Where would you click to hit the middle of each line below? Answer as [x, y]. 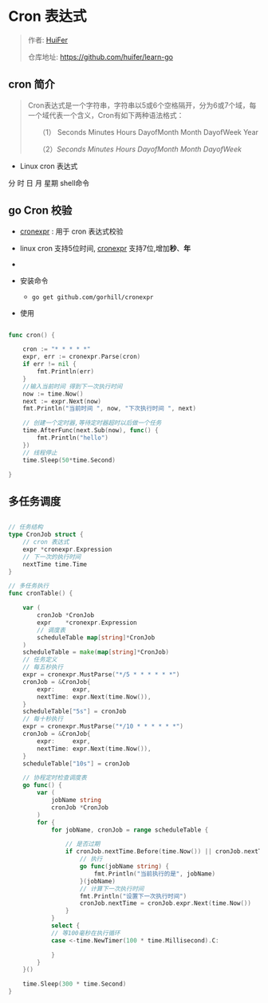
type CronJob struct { [46, 535]
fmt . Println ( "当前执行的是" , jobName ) [155, 874]
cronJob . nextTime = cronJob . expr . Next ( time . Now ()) [165, 903]
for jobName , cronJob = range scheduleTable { [130, 830]
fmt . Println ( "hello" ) [73, 438]
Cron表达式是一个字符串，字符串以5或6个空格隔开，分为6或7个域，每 [142, 105]
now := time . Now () [53, 394]
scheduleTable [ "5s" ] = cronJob [75, 712]
